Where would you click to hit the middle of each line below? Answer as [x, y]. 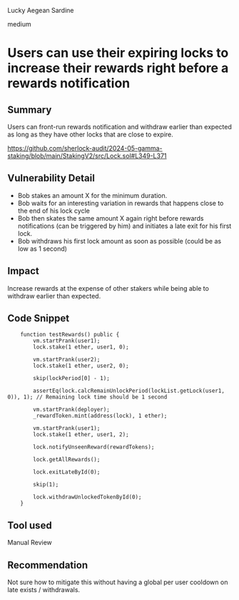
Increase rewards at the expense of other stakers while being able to [108, 288]
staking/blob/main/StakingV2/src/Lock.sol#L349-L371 [87, 156]
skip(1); [46, 485]
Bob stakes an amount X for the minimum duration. [92, 195]
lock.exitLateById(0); [67, 472]
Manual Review [30, 543]
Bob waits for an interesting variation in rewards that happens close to [121, 203]
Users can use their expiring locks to [118, 53]
